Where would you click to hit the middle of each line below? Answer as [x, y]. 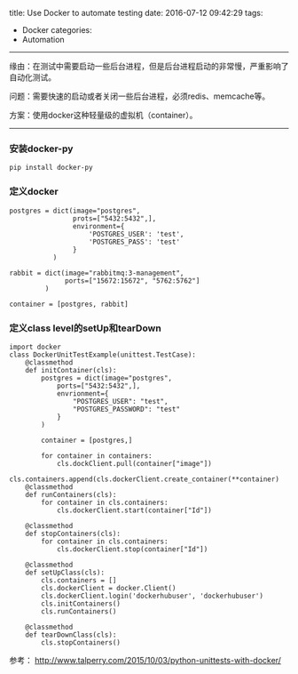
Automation [43, 40]
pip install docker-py [51, 168]
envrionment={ [82, 393]
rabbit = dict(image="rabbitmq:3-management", [97, 273]
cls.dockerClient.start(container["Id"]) [134, 510]
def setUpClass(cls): [65, 573]
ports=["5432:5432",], [98, 386]
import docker [35, 347]
